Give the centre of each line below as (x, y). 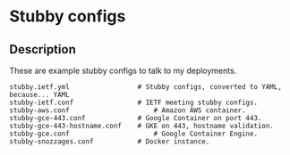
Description (43, 49)
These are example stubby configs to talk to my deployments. (123, 70)
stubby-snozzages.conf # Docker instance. (110, 142)
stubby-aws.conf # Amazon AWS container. (128, 110)
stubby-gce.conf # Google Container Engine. (133, 134)
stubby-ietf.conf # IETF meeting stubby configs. (133, 102)
